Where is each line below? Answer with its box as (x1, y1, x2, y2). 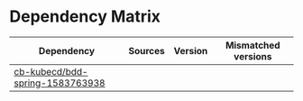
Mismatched (225, 39, 281, 51)
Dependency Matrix (9, 6, 161, 27)
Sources (128, 44, 165, 57)
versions (234, 50, 272, 62)
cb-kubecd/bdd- (14, 65, 88, 78)
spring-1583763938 (14, 77, 106, 89)
